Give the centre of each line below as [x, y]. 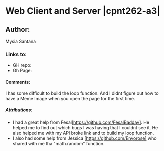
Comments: [18, 82]
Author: [18, 29]
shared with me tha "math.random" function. [58, 144]
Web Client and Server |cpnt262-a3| [83, 11]
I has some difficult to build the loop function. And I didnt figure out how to [82, 93]
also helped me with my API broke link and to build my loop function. [83, 133]
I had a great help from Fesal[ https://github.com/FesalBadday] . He [81, 122]
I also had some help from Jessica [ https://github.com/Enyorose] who [85, 138]
